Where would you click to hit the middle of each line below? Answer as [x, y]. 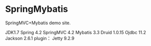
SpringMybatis [37, 9]
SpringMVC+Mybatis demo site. [38, 23]
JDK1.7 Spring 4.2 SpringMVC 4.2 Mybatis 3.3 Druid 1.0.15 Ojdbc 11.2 [75, 32]
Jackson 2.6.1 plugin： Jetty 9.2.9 [40, 38]
